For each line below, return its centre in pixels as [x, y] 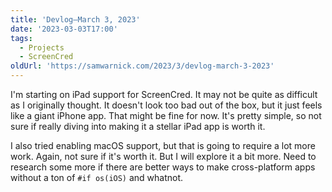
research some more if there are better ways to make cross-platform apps [163, 167]
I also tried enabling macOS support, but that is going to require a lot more [163, 145]
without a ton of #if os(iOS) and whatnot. [97, 177]
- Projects [42, 47]
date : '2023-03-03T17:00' [64, 29]
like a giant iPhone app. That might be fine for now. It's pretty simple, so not [166, 115]
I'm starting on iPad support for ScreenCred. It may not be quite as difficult [164, 94]
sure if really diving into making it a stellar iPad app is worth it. [138, 126]
